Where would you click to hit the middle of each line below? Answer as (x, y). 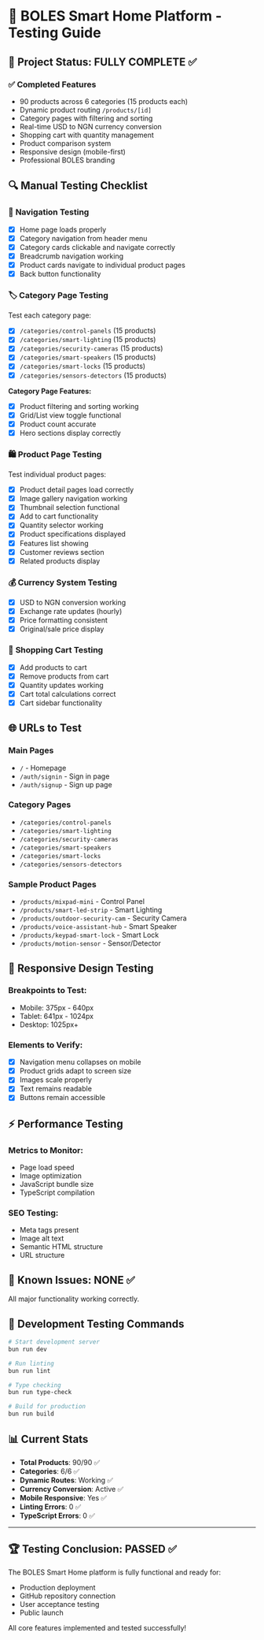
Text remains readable (56, 1089)
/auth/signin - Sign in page (64, 776)
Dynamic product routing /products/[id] (85, 110)
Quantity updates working (61, 685)
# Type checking (35, 1385)
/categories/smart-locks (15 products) (82, 366)
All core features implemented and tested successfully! (97, 1627)
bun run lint (29, 1370)
